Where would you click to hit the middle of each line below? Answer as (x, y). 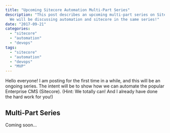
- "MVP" (18, 66)
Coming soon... (21, 125)
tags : (11, 48)
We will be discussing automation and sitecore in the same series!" (84, 19)
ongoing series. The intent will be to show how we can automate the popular (85, 86)
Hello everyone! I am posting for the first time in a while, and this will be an (83, 81)
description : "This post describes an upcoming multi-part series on (80, 15)
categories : (18, 29)
